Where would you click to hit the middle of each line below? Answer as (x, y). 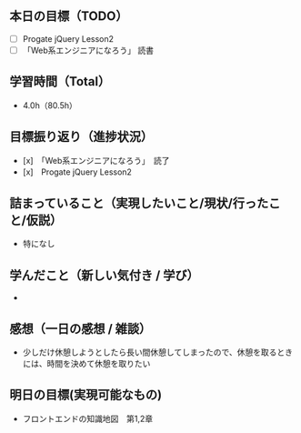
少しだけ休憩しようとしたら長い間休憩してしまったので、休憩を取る (150, 352)
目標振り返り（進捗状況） (81, 137)
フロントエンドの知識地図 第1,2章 (88, 418)
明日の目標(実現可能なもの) (85, 395)
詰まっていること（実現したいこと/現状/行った (139, 203)
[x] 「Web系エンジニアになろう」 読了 (96, 160)
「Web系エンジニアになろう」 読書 (88, 50)
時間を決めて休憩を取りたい (99, 363)
